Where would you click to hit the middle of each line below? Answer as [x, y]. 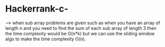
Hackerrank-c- [37, 9]
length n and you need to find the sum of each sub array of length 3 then [81, 28]
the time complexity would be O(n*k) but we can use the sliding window [80, 33]
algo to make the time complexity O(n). [46, 39]
